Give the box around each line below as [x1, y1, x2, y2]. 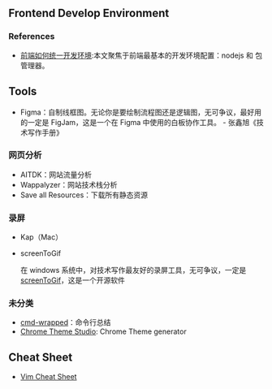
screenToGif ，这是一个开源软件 [19, 275, 126, 285]
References [8, 31, 55, 42]
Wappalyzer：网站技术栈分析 [19, 179, 118, 189]
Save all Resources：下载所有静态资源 [19, 190, 149, 200]
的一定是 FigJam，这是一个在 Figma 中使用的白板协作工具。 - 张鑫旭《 [19, 117, 257, 127]
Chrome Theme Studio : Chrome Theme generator [19, 326, 187, 336]
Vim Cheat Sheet [19, 372, 77, 382]
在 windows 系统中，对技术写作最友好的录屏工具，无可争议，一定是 [19, 266, 247, 275]
